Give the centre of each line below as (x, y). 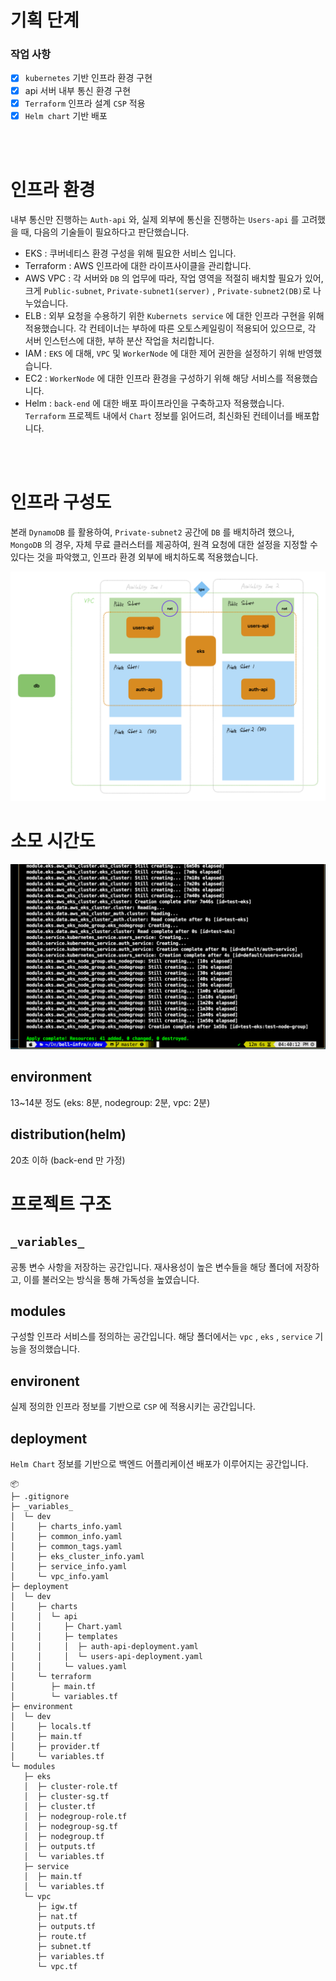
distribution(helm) (68, 1134)
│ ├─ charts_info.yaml (66, 1527)
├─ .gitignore (40, 1497)
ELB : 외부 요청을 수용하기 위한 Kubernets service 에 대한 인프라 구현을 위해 (174, 315)
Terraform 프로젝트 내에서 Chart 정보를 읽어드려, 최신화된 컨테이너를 (158, 415)
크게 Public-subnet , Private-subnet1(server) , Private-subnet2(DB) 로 (168, 290)
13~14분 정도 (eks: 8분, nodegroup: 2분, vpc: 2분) (110, 1102)
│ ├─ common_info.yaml (66, 1537)
